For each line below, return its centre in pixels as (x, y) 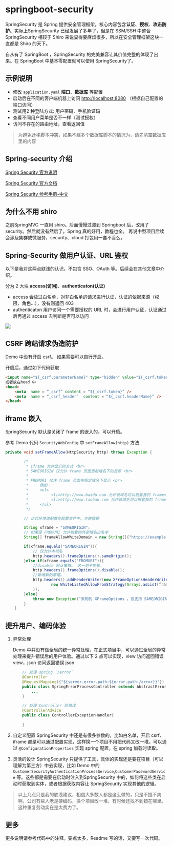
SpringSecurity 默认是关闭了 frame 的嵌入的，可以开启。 (65, 432)
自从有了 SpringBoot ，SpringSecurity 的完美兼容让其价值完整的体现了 (80, 54)
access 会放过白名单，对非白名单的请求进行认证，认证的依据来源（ (84, 297)
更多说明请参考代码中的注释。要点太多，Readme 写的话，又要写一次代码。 (84, 838)
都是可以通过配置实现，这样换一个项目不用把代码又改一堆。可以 (95, 741)
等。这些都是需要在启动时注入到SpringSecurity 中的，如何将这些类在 (89, 777)
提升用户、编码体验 (36, 625)
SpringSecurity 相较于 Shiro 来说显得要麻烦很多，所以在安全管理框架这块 (82, 37)
